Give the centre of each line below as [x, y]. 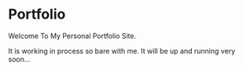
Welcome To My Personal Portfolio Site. [72, 36]
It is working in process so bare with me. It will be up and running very [122, 51]
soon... [19, 59]
